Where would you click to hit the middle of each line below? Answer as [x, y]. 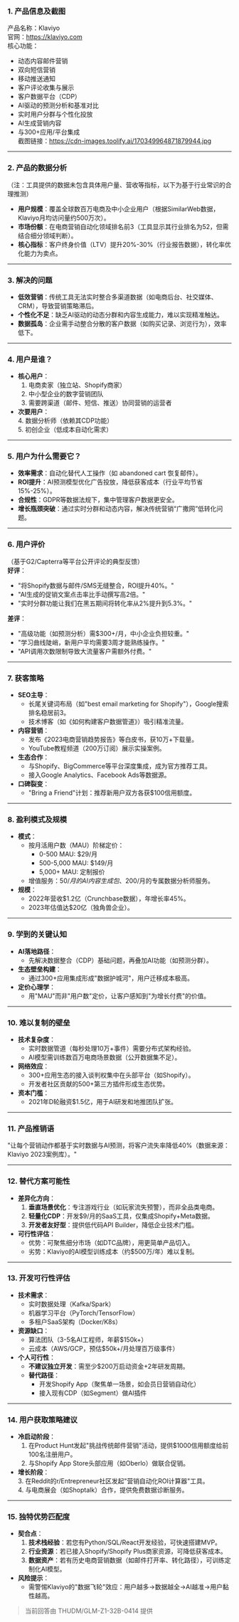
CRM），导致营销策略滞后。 [58, 306]
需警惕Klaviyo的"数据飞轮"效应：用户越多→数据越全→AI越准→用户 [125, 1587]
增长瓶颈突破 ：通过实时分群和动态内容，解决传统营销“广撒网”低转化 [117, 509]
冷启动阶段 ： [36, 1437]
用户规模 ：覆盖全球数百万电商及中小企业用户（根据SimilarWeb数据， [118, 208]
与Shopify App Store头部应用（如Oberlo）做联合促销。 [109, 1463]
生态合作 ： [33, 757]
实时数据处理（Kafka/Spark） [71, 1304]
